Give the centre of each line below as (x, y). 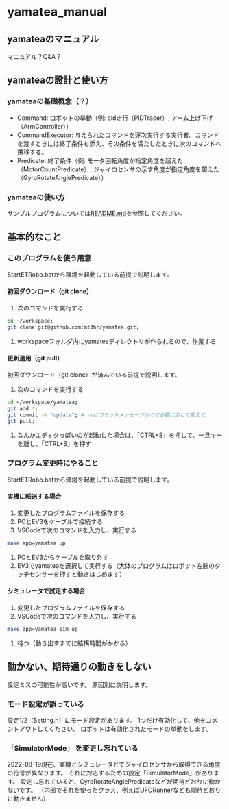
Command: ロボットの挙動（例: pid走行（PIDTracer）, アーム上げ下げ (115, 118)
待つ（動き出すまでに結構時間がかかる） (74, 643)
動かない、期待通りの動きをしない (79, 667)
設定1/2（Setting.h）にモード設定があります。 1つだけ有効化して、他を (107, 720)
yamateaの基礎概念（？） (50, 101)
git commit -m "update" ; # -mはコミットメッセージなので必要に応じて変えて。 (109, 415)
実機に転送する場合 (34, 497)
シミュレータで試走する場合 (46, 591)
